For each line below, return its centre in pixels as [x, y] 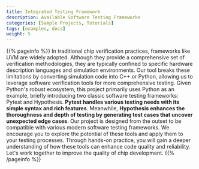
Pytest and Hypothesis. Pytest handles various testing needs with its [93, 102]
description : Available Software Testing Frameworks [73, 17]
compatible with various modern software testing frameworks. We [88, 128]
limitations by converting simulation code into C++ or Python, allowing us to [99, 77]
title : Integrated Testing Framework [53, 12]
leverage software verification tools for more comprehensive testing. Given [99, 83]
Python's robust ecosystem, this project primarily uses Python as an [91, 89]
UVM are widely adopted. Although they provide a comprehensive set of [95, 58]
